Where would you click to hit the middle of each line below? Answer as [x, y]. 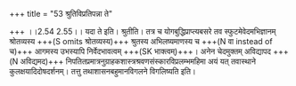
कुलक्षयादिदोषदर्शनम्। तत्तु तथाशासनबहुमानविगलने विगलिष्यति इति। [103, 71]
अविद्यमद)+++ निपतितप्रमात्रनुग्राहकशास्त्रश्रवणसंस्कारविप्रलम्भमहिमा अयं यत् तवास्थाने [138, 61]
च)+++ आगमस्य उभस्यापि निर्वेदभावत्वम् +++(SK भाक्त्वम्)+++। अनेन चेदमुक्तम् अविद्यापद [140, 51]
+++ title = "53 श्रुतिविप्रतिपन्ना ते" [61, 14]
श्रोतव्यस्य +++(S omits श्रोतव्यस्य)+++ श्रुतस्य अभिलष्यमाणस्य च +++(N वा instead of [141, 41]
